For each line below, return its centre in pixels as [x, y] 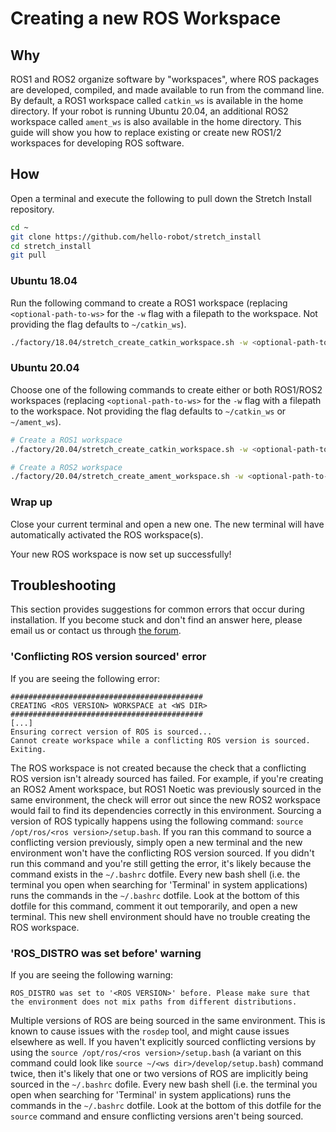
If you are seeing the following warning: [92, 974]
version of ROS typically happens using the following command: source [157, 821]
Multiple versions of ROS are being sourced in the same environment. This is [168, 1020]
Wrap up [31, 502]
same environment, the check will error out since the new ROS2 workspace [165, 799]
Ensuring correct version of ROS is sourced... [111, 732]
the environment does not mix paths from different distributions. [154, 1002]
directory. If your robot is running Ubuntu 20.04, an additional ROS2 [149, 111]
